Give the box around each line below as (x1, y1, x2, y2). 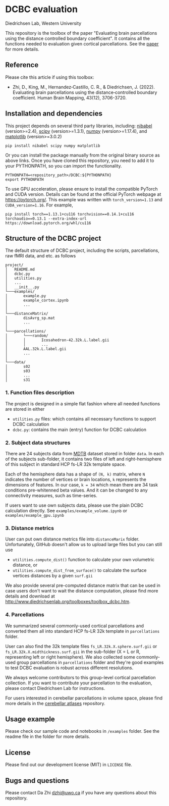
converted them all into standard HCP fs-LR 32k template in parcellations (5, 628, 160, 634)
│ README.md (5, 267, 35, 272)
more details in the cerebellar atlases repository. (5, 700, 105, 706)
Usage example (5, 715, 55, 723)
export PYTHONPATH (5, 177, 44, 182)
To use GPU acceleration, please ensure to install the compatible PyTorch (5, 186, 158, 192)
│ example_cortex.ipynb (5, 298, 69, 303)
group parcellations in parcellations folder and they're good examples (17, 659, 164, 665)
